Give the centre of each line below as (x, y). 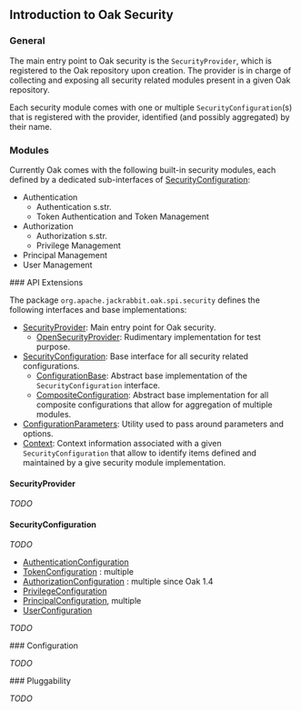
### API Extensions (46, 282)
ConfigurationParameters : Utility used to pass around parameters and (153, 424)
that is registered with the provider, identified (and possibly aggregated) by (150, 116)
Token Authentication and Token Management (122, 216)
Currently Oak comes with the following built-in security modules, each (143, 170)
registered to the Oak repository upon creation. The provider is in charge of (150, 70)
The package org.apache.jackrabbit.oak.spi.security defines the (135, 300)
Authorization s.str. (71, 235)
